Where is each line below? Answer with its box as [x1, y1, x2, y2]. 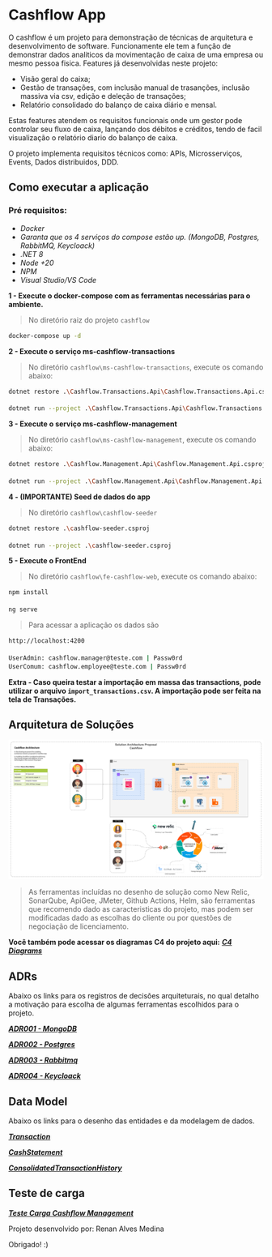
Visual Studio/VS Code [19, 275, 97, 284]
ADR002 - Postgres [8, 1040, 75, 1050]
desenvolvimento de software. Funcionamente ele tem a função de [8, 41, 232, 50]
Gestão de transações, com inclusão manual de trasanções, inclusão [19, 83, 250, 92]
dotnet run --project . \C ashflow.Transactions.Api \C [8, 404, 190, 413]
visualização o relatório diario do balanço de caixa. [8, 132, 178, 143]
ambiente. [8, 299, 44, 309]
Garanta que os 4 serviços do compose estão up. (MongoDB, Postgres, [19, 232, 260, 242]
